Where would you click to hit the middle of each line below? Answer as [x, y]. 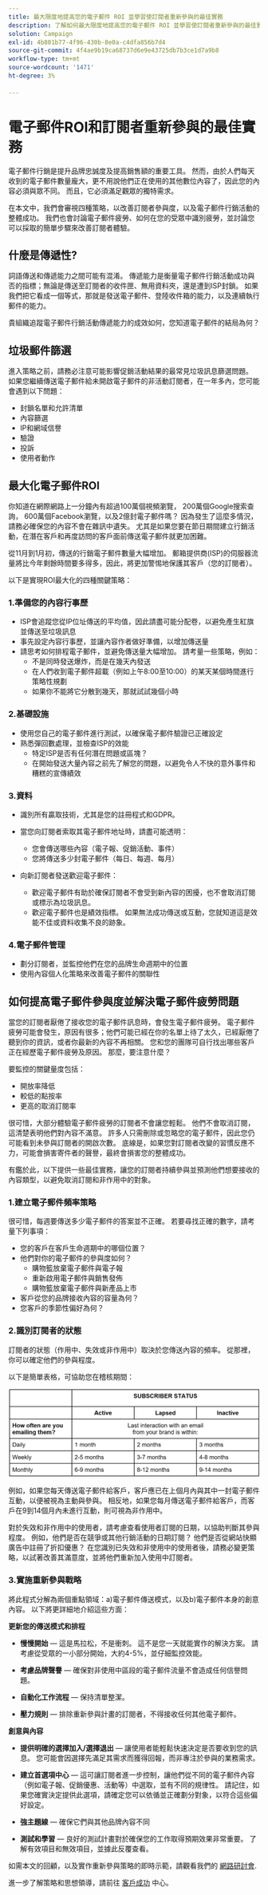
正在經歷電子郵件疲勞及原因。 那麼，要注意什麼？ [90, 1052]
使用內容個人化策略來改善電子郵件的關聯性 [90, 974]
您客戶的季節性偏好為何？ [62, 1308]
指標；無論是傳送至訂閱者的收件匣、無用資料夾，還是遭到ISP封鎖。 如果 [140, 286]
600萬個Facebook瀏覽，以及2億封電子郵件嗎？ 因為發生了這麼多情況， [140, 516]
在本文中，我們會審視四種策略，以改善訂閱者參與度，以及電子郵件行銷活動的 [134, 208]
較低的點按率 [41, 1096]
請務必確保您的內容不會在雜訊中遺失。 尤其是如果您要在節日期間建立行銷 [128, 526]
